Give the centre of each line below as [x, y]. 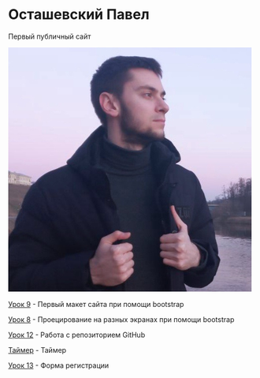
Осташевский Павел [79, 15]
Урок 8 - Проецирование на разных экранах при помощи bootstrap [121, 319]
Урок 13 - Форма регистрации [59, 365]
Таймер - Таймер [37, 350]
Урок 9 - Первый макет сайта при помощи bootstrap [96, 304]
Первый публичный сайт [50, 36]
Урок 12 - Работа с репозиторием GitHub [77, 335]
